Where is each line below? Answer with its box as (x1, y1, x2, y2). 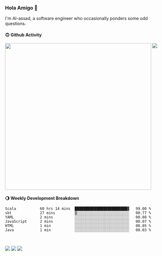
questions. (5, 21, 26, 26)
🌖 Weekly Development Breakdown (5, 195, 79, 201)
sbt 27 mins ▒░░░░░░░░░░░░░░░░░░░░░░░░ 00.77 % (5, 210, 151, 215)
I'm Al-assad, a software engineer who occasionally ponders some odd (5, 16, 148, 21)
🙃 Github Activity (5, 32, 42, 38)
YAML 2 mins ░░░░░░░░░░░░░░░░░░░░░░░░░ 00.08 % (5, 214, 151, 219)
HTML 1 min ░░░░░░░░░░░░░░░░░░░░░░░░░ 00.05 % (5, 223, 151, 228)
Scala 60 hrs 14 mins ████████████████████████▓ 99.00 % (5, 206, 151, 211)
